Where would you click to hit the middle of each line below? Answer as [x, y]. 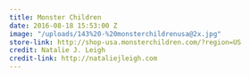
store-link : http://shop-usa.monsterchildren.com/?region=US [125, 42]
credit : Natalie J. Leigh [57, 50]
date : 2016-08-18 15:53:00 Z [63, 26]
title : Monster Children [55, 17]
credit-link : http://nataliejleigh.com [83, 58]
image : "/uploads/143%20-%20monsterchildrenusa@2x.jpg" [115, 34]
